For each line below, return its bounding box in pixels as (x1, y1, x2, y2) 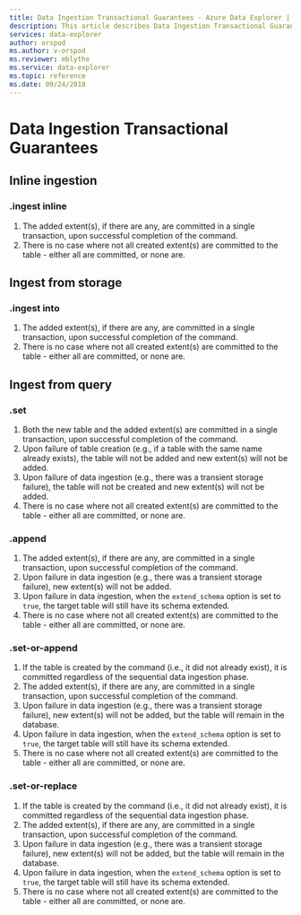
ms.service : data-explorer (9, 64, 110, 73)
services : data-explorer (9, 30, 102, 39)
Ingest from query (9, 377, 112, 392)
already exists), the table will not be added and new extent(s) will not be (21, 452, 288, 463)
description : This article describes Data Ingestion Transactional (9, 22, 267, 30)
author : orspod (9, 38, 66, 48)
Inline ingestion (9, 173, 98, 188)
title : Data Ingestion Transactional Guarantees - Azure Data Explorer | (9, 13, 291, 22)
